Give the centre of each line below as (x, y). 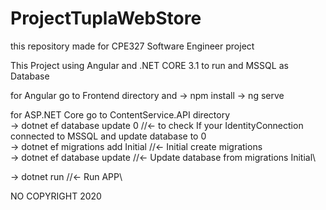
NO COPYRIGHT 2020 (56, 196)
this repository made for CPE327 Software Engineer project (132, 46)
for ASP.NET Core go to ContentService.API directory (120, 114)
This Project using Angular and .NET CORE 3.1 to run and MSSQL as (149, 65)
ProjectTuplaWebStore (106, 18)
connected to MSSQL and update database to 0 (108, 136)
